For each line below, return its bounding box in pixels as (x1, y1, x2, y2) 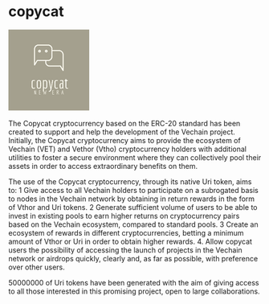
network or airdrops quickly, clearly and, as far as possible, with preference (8, 253, 259, 263)
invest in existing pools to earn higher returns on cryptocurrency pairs (8, 211, 240, 220)
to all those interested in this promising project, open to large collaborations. (8, 286, 260, 296)
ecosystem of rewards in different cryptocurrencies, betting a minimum (8, 228, 244, 237)
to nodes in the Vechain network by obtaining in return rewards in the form (8, 194, 255, 203)
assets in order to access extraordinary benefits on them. (8, 161, 198, 170)
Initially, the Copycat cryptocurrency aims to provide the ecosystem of (8, 135, 241, 145)
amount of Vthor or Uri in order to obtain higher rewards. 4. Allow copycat (8, 236, 253, 246)
